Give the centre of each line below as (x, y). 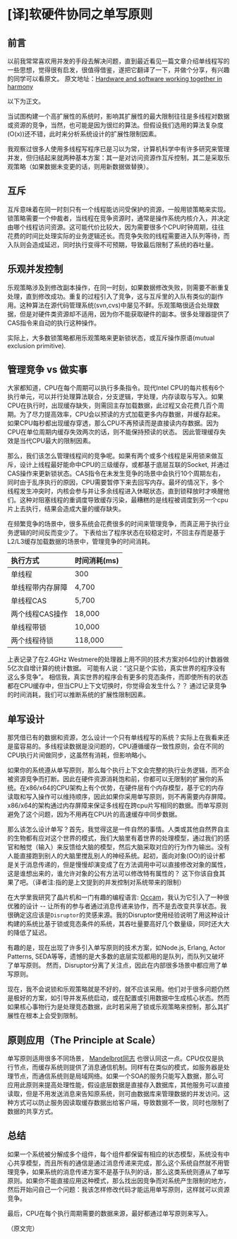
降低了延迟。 (32, 932)
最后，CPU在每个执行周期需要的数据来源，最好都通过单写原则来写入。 (110, 1213)
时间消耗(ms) (97, 561)
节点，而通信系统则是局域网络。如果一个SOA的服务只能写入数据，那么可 (119, 1076)
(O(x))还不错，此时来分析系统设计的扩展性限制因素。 (84, 134)
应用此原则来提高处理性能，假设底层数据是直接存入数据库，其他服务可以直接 (119, 1085)
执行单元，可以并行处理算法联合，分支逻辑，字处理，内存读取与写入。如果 (115, 397)
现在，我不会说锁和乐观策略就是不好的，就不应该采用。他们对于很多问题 (112, 989)
